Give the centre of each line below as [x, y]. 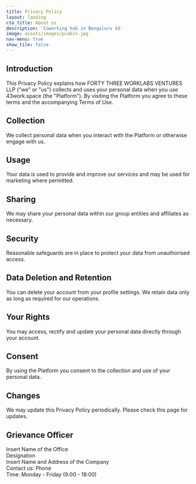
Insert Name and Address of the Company [58, 462]
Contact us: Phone [29, 468]
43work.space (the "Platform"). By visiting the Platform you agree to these [97, 96]
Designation [21, 455]
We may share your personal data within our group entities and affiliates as [97, 214]
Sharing [21, 199]
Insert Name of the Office [37, 449]
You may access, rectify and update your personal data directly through [94, 331]
